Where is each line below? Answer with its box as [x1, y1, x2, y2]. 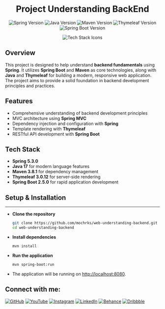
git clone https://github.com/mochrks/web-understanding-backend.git [12, 220, 158, 226]
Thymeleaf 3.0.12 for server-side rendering [12, 174, 101, 180]
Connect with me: [5, 285, 61, 294]
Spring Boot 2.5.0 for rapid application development [12, 179, 119, 185]
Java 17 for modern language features [12, 163, 90, 169]
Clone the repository [12, 211, 55, 217]
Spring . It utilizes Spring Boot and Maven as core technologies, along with [5, 67, 156, 73]
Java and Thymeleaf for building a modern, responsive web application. [5, 72, 152, 78]
